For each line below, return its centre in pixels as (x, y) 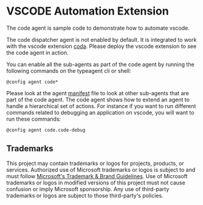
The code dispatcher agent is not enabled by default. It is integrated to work (101, 39)
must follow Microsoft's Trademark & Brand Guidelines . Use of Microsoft (97, 176)
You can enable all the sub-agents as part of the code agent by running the (100, 64)
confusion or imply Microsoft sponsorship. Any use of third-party (88, 189)
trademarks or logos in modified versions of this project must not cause (96, 183)
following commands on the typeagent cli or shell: (69, 70)
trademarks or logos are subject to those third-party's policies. (85, 195)
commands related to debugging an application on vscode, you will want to (100, 112)
